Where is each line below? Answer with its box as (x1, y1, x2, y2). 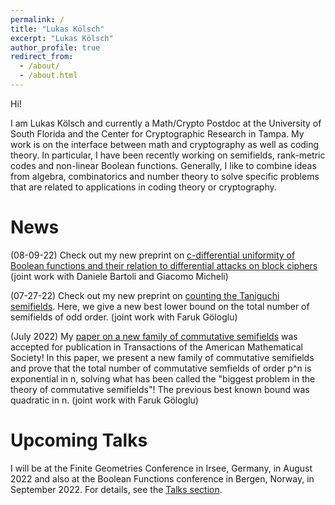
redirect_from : (10, 52, 74, 62)
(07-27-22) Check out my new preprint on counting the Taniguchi (10, 289, 280, 301)
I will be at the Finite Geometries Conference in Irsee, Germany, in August (10, 462, 313, 474)
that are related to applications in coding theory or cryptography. (10, 181, 277, 193)
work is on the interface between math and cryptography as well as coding (10, 138, 320, 150)
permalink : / (10, 14, 65, 25)
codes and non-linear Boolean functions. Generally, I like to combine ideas (10, 159, 317, 171)
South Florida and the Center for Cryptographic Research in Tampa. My (10, 127, 305, 140)
